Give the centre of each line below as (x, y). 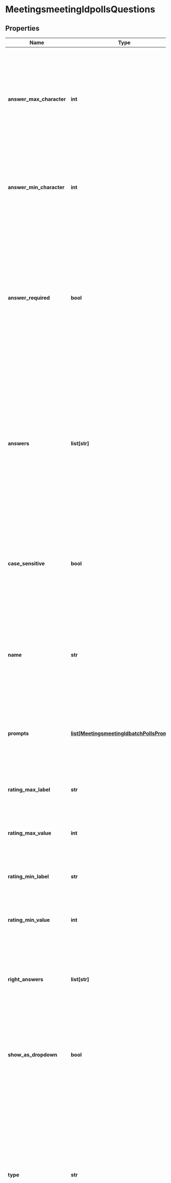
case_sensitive (26, 563)
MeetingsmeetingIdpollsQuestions (80, 9)
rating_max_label (29, 790)
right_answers (26, 979)
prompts (18, 733)
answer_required (29, 298)
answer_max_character (37, 99)
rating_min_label (28, 876)
